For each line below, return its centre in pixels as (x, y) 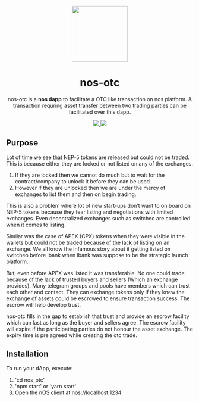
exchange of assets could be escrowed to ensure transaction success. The (98, 298)
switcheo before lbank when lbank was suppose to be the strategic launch (97, 255)
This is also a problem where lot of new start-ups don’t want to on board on (99, 205)
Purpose (22, 143)
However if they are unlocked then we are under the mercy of (90, 188)
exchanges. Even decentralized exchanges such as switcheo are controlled (98, 218)
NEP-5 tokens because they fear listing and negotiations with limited (90, 212)
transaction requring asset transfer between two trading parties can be (100, 105)
